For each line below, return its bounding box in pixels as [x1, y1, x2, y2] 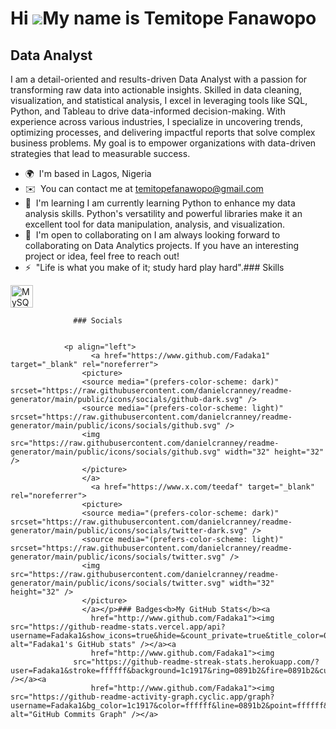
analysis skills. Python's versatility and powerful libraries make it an [24, 208, 303, 219]
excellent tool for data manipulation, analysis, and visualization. [24, 218, 286, 230]
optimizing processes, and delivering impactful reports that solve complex [10, 127, 316, 138]
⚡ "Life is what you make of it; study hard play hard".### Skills [24, 262, 285, 273]
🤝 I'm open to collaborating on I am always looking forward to [24, 229, 281, 241]
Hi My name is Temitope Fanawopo [10, 7, 317, 30]
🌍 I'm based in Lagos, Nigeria [24, 168, 152, 179]
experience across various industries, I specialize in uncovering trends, [10, 116, 303, 127]
